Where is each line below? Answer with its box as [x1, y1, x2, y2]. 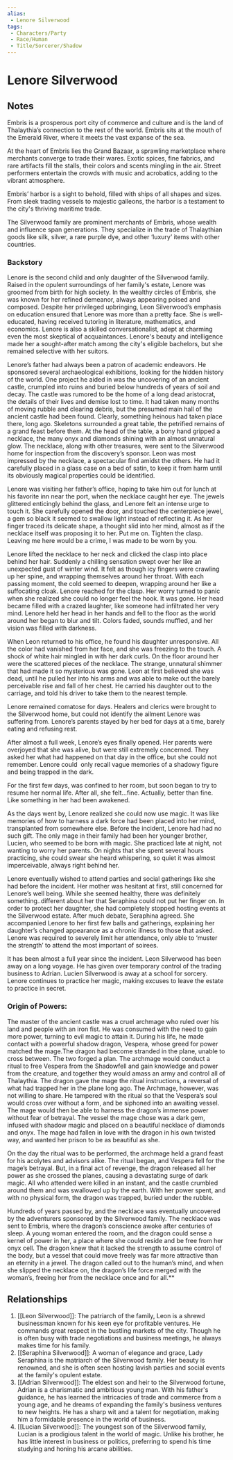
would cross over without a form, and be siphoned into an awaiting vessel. [7, 1098, 220, 1107]
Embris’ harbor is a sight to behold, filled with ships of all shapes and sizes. [7, 190, 222, 198]
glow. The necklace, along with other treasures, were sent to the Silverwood [7, 442, 225, 451]
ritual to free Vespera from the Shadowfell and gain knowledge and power [7, 1062, 218, 1070]
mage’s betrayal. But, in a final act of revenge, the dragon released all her [7, 1164, 216, 1172]
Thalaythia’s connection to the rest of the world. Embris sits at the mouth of [7, 126, 222, 134]
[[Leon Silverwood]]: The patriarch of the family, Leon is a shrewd [17, 1312, 206, 1320]
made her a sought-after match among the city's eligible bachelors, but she [7, 340, 223, 348]
